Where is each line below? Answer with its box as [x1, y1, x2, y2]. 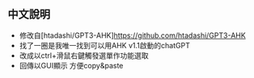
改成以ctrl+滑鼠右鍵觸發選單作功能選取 [19, 51, 149, 60]
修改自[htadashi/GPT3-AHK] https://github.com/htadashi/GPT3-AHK [19, 31, 246, 40]
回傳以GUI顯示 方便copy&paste [19, 60, 124, 70]
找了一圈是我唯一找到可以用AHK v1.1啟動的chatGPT [19, 40, 191, 50]
